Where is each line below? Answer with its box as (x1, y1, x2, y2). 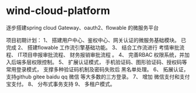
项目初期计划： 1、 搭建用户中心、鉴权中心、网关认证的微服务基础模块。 (6, 36, 180, 43)
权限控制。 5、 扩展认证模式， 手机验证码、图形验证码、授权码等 (31, 58, 188, 66)
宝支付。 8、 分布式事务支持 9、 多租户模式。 (6, 80, 116, 87)
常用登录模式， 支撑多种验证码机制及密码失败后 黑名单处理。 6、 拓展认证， (6, 66, 189, 73)
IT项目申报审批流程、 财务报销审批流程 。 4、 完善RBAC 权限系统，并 (17, 51, 185, 58)
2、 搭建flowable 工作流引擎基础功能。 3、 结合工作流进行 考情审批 (17, 44, 180, 51)
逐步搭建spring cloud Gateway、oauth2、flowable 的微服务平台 (6, 24, 159, 31)
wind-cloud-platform (6, 4, 110, 18)
